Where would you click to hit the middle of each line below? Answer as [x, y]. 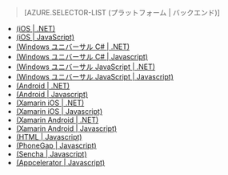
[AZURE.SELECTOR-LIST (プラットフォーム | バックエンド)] [122, 12]
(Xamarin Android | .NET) [57, 120]
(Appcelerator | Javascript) [60, 163]
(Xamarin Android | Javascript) [66, 128]
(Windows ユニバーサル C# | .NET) [73, 47]
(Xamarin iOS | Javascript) [59, 111]
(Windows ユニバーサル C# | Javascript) [82, 57]
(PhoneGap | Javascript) [56, 145]
